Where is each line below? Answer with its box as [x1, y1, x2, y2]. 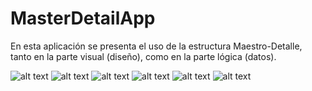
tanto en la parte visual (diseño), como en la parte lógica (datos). [10, 50, 277, 62]
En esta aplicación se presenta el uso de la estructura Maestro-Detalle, [10, 40, 303, 52]
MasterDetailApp [10, 7, 156, 30]
